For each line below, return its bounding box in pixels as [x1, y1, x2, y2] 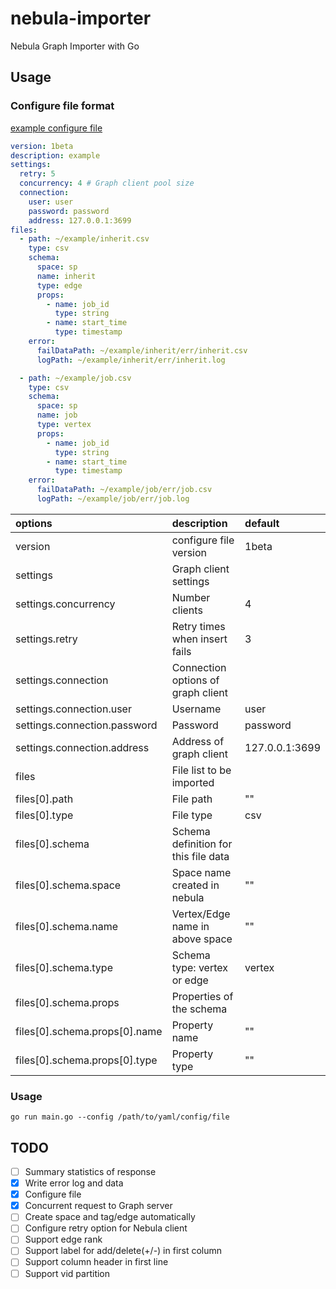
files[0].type [15, 808, 74, 822]
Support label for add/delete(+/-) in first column [24, 1245, 223, 1257]
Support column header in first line [24, 1256, 169, 1268]
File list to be [171, 763, 232, 777]
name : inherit [36, 271, 97, 281]
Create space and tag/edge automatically [24, 1211, 196, 1223]
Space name [171, 865, 232, 879]
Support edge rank [24, 1233, 103, 1246]
